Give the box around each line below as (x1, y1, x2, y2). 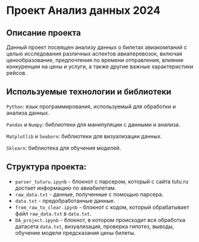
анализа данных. (6, 109, 50, 116)
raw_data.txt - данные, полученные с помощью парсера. (15, 191, 164, 198)
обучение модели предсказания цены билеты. (15, 229, 136, 236)
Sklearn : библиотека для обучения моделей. (6, 144, 122, 151)
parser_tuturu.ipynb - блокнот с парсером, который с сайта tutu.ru (15, 177, 189, 185)
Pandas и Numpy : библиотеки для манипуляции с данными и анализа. (6, 121, 180, 128)
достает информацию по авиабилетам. (15, 184, 117, 191)
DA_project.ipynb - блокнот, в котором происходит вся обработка (15, 216, 186, 223)
